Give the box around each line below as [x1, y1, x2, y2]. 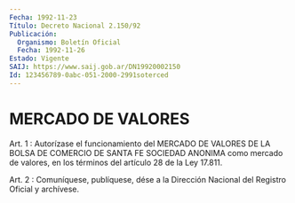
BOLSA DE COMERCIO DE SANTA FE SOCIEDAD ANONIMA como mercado [9, 147, 283, 158]
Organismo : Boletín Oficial [17, 37, 122, 47]
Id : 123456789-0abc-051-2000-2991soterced [9, 71, 169, 80]
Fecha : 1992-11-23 [9, 12, 77, 22]
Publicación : [9, 29, 58, 38]
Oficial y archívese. [9, 183, 80, 194]
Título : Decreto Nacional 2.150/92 [9, 21, 141, 30]
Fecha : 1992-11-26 [17, 46, 86, 55]
